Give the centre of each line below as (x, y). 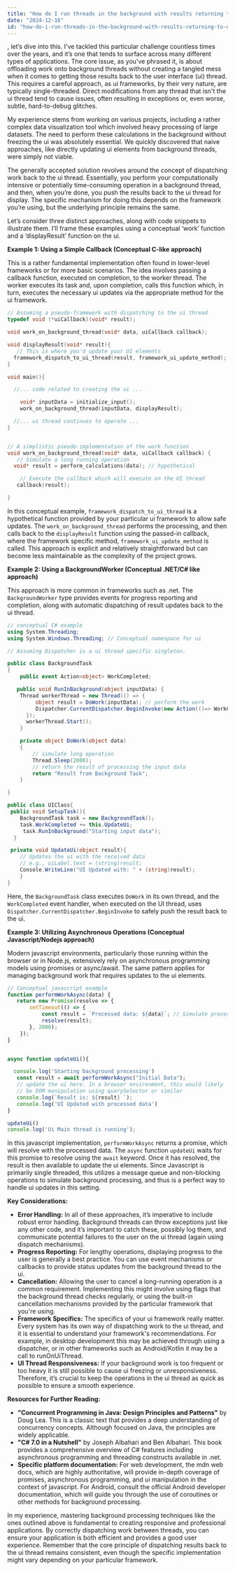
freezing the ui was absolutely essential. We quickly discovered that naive (114, 142)
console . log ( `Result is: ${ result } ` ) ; (74, 1097)
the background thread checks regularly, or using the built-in (105, 1296)
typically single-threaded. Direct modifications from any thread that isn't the (116, 91)
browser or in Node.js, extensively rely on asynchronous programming (109, 960)
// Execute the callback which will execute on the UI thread (112, 479)
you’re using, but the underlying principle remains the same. (94, 208)
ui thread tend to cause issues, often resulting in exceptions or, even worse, (116, 99)
